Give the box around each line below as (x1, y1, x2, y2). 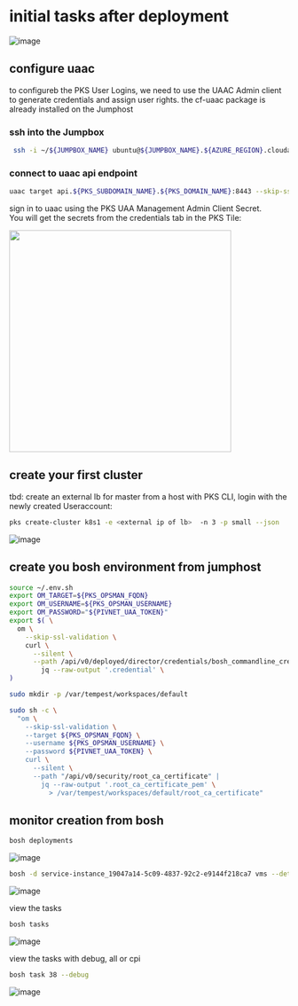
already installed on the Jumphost (9, 104, 134, 114)
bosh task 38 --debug (9, 971, 90, 979)
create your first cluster (9, 468, 144, 483)
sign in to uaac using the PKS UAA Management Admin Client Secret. (9, 203, 263, 214)
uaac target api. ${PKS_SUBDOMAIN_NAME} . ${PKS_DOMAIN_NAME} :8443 (9, 187, 252, 196)
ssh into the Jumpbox (9, 126, 105, 138)
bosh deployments (9, 837, 74, 845)
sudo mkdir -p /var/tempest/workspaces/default (9, 690, 189, 699)
